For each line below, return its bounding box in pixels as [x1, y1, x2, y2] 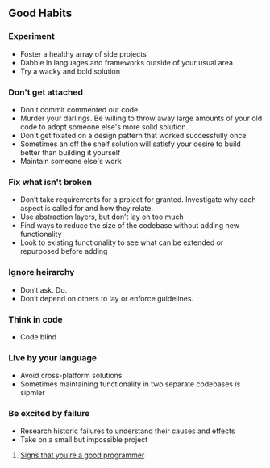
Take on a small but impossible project [19, 435, 148, 445]
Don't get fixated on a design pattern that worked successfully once [19, 130, 247, 140]
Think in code [8, 314, 63, 325]
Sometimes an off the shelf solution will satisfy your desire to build [19, 139, 242, 149]
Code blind [19, 331, 57, 342]
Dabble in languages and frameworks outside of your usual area [19, 57, 234, 67]
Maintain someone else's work [19, 156, 123, 166]
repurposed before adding [19, 247, 108, 256]
